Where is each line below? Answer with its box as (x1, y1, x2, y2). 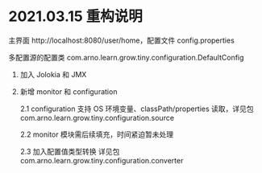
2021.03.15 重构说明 (8, 7, 143, 26)
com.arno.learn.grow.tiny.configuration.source (19, 113, 175, 122)
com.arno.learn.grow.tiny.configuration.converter (19, 155, 184, 165)
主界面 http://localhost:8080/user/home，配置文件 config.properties (8, 35, 235, 45)
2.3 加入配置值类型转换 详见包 (19, 146, 120, 156)
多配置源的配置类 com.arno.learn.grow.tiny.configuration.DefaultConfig (8, 52, 244, 62)
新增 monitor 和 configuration (19, 86, 118, 97)
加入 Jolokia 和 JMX (19, 69, 87, 79)
